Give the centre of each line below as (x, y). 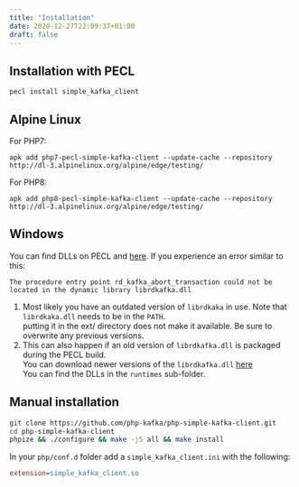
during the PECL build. (64, 354)
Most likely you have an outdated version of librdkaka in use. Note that (154, 307)
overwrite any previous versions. (83, 335)
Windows (37, 234)
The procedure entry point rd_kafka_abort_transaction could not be (141, 282)
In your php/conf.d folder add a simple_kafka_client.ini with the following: (150, 457)
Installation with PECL (72, 71)
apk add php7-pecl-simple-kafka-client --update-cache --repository (141, 158)
